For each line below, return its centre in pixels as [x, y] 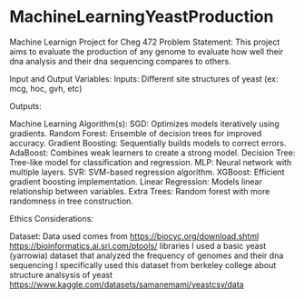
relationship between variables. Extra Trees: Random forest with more [140, 191]
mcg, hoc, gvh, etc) [46, 88]
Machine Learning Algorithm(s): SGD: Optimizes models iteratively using [144, 124]
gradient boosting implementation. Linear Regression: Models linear [136, 181]
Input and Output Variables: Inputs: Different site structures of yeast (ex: [144, 78]
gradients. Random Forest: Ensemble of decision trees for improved [136, 133]
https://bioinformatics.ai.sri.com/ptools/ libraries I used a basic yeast [138, 245]
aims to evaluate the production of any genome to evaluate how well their [147, 51]
